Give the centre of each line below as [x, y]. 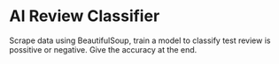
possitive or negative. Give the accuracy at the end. [103, 49]
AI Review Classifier [85, 16]
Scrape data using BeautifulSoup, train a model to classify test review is [140, 40]
